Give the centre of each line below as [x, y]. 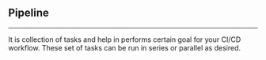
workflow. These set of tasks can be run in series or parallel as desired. [125, 47]
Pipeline [29, 13]
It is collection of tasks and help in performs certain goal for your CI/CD [125, 39]
